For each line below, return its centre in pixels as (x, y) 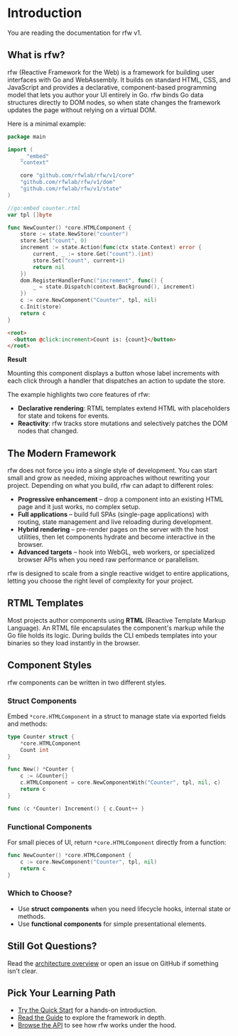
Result (17, 359)
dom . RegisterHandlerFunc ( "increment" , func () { (92, 280)
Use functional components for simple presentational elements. (112, 924)
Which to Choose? (40, 893)
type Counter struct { (41, 736)
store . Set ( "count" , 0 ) (54, 241)
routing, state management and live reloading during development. (115, 522)
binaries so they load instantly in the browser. (74, 643)
